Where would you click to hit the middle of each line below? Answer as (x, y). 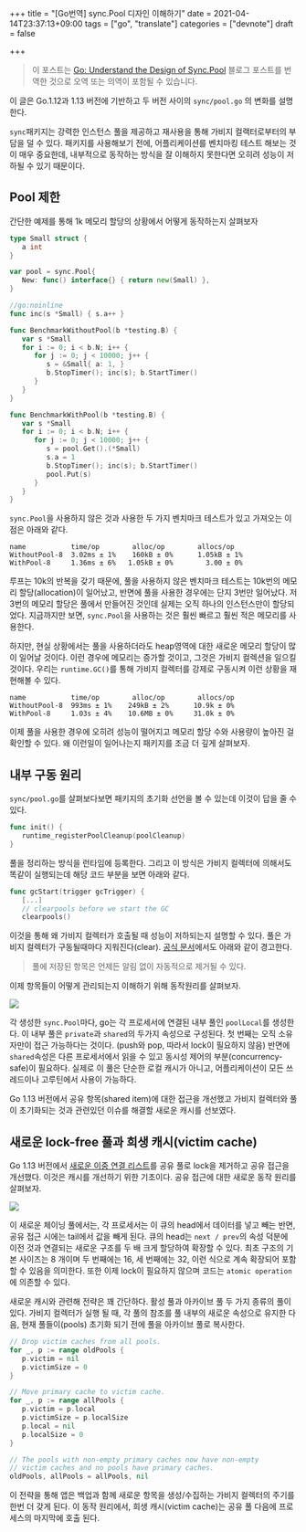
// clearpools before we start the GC (95, 909)
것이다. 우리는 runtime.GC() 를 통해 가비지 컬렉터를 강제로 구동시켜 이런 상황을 (148, 669)
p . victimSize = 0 (55, 1367)
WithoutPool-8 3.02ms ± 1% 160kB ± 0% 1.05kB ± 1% (127, 555)
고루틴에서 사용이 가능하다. (89, 1080)
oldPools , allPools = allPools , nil (79, 1477)
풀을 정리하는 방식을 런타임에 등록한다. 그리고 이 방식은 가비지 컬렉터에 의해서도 (151, 862)
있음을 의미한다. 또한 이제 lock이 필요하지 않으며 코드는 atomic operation (160, 1271)
